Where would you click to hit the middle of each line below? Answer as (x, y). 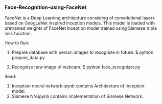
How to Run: (17, 43)
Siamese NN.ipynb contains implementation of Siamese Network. (78, 96)
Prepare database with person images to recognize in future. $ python (82, 52)
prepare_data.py (28, 58)
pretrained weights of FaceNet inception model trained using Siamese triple (81, 28)
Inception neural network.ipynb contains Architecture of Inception (78, 86)
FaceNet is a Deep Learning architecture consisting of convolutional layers (80, 18)
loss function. (18, 34)
